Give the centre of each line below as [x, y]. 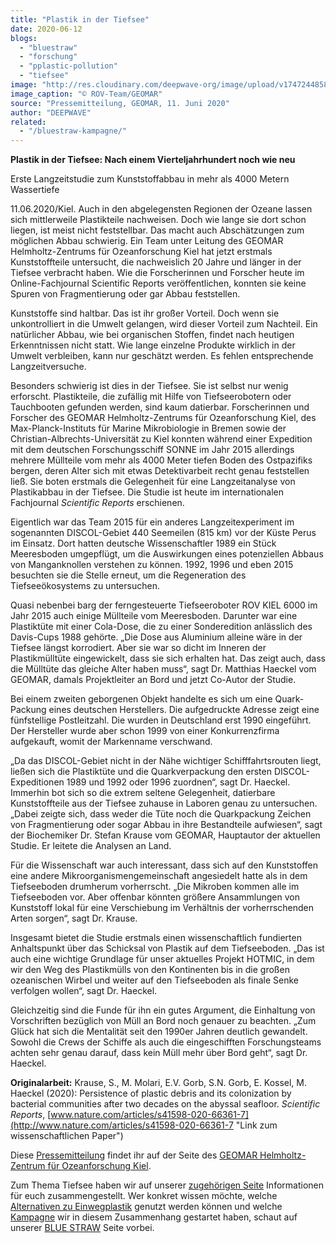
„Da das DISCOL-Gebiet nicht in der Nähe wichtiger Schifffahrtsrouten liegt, [166, 761]
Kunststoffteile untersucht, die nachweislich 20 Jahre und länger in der [156, 262]
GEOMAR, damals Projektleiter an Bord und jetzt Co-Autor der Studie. [153, 680]
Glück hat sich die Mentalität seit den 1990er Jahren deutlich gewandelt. [159, 1032]
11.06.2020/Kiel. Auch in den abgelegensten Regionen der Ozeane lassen [161, 209]
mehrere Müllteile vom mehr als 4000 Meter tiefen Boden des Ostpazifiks [161, 460]
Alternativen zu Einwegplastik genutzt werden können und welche [146, 1207]
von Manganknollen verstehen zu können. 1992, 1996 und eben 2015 [152, 565]
